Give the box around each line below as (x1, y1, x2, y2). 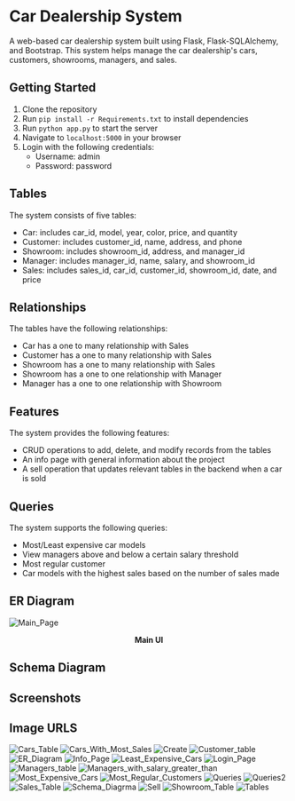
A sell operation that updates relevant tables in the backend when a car (21, 464, 283, 474)
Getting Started (9, 80, 97, 95)
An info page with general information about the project (21, 455, 225, 465)
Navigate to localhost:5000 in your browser (21, 131, 182, 143)
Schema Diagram (9, 660, 106, 676)
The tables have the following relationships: (9, 323, 168, 334)
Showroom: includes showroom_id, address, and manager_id (21, 246, 245, 257)
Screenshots (9, 690, 82, 705)
